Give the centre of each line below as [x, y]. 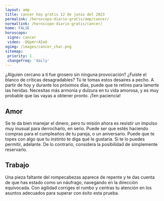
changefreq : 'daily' [28, 61]
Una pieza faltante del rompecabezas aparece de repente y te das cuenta [80, 177]
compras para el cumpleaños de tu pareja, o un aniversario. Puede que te [80, 134]
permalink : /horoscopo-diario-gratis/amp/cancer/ [57, 19]
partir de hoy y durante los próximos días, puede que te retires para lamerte [82, 85]
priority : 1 [20, 56]
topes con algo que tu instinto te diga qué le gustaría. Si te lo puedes [75, 139]
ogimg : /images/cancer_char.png [38, 47]
